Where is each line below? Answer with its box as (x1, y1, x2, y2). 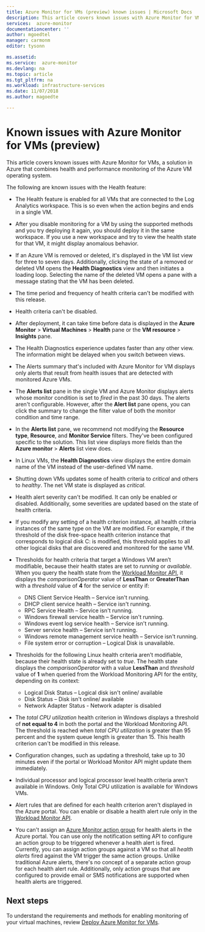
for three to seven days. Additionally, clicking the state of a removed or (15, 258, 193, 265)
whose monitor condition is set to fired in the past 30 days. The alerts (15, 394, 190, 401)
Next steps (6, 896, 49, 906)
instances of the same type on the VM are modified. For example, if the (15, 524, 194, 532)
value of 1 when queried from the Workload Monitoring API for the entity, (15, 670, 198, 678)
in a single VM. (15, 208, 53, 216)
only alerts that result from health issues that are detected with (15, 369, 173, 376)
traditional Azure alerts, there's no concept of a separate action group (15, 858, 191, 865)
